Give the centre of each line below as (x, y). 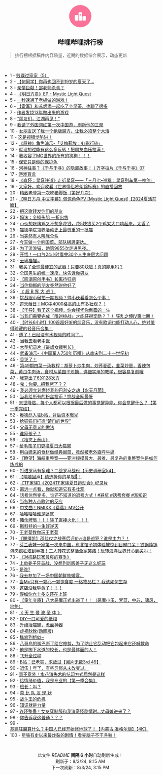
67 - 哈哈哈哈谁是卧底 (32, 514)
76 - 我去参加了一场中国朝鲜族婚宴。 (47, 575)
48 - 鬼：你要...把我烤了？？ (38, 384)
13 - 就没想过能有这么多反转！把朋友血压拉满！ (57, 149)
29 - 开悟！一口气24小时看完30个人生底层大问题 (59, 254)
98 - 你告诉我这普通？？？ (36, 717)
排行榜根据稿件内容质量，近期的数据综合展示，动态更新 (71, 55)
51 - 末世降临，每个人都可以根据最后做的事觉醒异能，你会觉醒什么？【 (81, 403)
